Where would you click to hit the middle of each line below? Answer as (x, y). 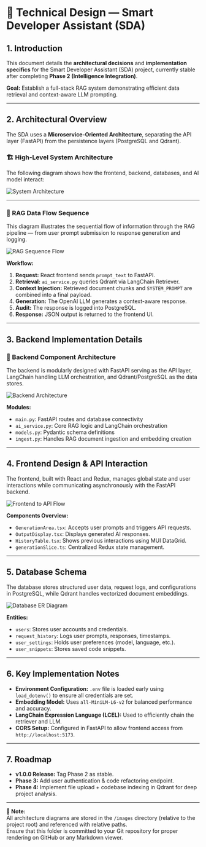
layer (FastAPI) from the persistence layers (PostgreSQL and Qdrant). (94, 141)
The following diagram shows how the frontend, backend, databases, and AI (103, 173)
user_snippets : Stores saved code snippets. (71, 648)
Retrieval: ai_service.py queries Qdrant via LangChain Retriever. (97, 282)
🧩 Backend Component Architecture (61, 357)
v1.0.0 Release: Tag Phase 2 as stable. (64, 774)
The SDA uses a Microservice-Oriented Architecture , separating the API (99, 134)
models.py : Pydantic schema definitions (65, 432)
